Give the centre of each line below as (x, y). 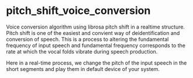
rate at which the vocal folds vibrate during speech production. (82, 51)
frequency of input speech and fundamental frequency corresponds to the (96, 45)
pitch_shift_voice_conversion (78, 11)
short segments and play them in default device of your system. (83, 69)
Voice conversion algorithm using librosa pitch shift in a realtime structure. (96, 27)
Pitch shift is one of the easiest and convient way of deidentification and (93, 33)
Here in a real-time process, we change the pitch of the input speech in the (96, 63)
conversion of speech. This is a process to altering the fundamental (87, 39)
